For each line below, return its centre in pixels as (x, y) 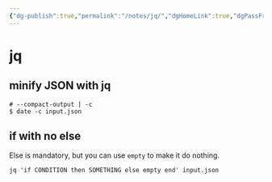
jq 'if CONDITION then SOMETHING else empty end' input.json (114, 171)
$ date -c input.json (46, 111)
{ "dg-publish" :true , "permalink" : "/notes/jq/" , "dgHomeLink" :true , (121, 16)
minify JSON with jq (60, 86)
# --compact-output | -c (51, 104)
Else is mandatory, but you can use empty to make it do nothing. (115, 155)
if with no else (45, 136)
